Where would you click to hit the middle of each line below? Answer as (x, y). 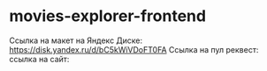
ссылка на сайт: (39, 59)
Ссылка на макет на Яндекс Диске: (76, 40)
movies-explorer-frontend (107, 16)
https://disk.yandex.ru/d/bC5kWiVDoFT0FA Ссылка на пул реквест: (134, 49)
